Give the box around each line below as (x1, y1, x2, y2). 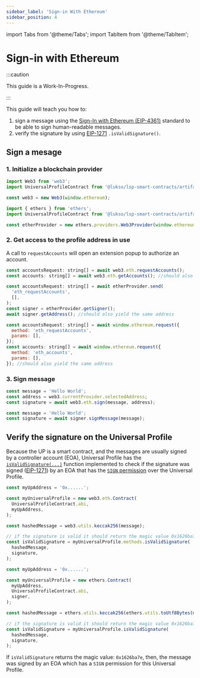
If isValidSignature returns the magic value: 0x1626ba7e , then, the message (6, 654, 192, 661)
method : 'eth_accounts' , (11, 349, 73, 356)
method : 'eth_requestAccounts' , (11, 327, 92, 333)
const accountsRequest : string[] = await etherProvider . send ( (6, 283, 164, 289)
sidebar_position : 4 (6, 14, 58, 20)
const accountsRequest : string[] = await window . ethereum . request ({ (6, 322, 180, 328)
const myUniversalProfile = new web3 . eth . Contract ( (6, 495, 137, 502)
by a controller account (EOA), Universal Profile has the (6, 454, 142, 461)
